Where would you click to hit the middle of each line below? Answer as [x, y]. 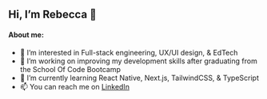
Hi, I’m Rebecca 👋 [53, 15]
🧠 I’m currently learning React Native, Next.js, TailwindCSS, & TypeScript [139, 78]
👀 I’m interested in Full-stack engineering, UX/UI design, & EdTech [129, 52]
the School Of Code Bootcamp [70, 69]
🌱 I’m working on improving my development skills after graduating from [138, 61]
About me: [26, 34]
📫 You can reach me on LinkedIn [75, 86]
